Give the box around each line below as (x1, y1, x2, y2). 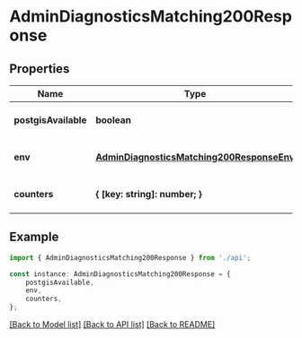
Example (9, 230, 59, 245)
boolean (95, 114, 132, 126)
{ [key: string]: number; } (95, 188, 202, 200)
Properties (9, 61, 70, 76)
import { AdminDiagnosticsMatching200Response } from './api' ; (9, 253, 252, 262)
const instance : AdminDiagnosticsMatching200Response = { (9, 269, 231, 279)
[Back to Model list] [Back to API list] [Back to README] (9, 319, 216, 330)
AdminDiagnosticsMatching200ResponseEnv (95, 151, 295, 163)
